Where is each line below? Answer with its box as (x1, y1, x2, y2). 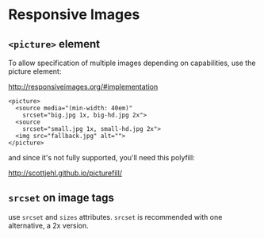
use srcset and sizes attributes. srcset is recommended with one (8, 212, 223, 221)
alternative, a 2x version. (8, 221, 89, 230)
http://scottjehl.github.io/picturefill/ (8, 168, 123, 178)
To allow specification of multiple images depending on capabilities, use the (8, 58, 256, 67)
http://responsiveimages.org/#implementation (8, 82, 159, 91)
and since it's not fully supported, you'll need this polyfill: (8, 153, 196, 162)
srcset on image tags (8, 191, 115, 205)
